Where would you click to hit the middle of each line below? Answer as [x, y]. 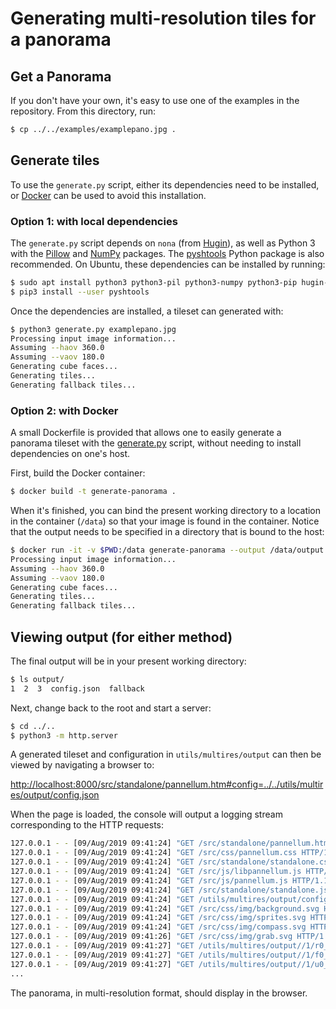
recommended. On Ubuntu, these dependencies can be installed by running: [168, 264]
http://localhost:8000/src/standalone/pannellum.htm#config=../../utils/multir [167, 784]
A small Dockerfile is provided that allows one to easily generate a [146, 433]
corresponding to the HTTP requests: [87, 825]
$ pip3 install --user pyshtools [80, 292]
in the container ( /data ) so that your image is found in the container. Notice [165, 521]
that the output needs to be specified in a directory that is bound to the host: [167, 532]
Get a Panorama [61, 76]
